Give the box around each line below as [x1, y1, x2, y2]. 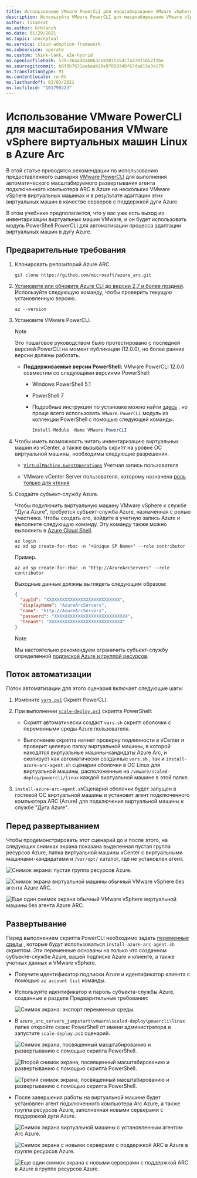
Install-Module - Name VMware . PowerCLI [32, 427, 127, 433]
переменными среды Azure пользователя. [23, 725, 130, 732]
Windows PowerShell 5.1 [32, 381, 91, 388]
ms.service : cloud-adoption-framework [6, 42, 101, 47]
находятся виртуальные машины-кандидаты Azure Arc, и [23, 749, 167, 756]
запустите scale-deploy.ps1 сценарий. [14, 1030, 110, 1037]
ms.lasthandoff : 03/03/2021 [6, 80, 75, 86]
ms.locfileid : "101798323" [6, 85, 72, 91]
